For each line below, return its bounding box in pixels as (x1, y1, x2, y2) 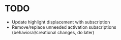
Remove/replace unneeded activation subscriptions (11, 24, 117, 30)
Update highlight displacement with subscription (11, 19, 110, 25)
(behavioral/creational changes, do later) (11, 29, 94, 35)
